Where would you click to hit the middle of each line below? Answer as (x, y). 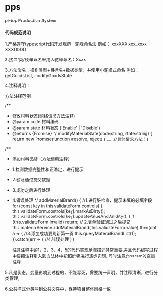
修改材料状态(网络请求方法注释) (44, 116)
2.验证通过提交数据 (31, 180)
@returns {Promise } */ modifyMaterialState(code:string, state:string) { (82, 134)
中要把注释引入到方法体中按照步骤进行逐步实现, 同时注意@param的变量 (84, 256)
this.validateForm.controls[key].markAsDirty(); (59, 211)
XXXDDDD (16, 50)
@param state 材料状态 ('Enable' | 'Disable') (56, 128)
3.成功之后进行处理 (31, 190)
